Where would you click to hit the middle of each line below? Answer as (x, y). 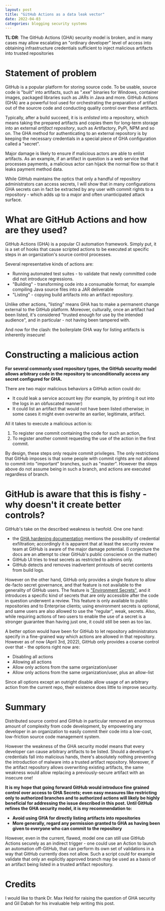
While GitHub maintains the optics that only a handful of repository (73, 179)
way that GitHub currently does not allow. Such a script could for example (80, 854)
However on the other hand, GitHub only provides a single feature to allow (81, 580)
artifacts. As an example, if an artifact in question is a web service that (77, 159)
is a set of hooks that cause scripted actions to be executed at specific (77, 249)
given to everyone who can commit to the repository (67, 828)
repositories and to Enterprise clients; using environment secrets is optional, (82, 606)
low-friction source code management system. (53, 736)
